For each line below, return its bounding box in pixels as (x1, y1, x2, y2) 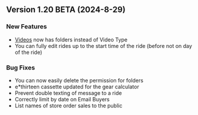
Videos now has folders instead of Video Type (14, 36, 128, 43)
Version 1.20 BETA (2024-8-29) (6, 5, 126, 15)
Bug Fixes (6, 63, 36, 72)
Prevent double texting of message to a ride (14, 89, 122, 97)
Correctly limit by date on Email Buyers (14, 95, 110, 103)
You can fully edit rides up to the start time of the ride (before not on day (14, 42, 193, 49)
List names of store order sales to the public (14, 102, 123, 109)
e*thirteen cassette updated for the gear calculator (14, 83, 139, 90)
